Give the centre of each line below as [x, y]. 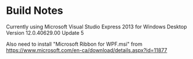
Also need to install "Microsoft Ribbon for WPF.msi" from [74, 44]
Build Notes [35, 11]
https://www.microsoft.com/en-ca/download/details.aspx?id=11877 [87, 50]
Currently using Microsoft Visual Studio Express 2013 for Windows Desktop [96, 27]
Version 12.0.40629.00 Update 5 [45, 32]
